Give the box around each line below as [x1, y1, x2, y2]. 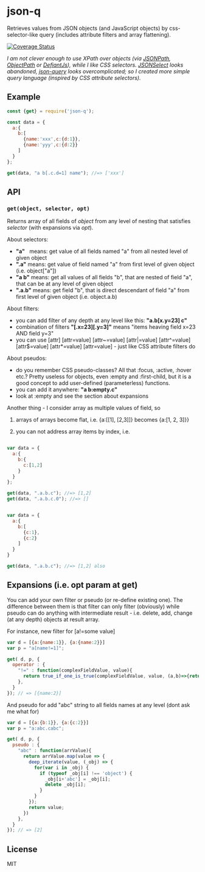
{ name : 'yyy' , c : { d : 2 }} [23, 142, 78, 148]
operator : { [12, 662, 46, 668]
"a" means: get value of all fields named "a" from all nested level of [15, 247, 188, 255]
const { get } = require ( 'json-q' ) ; [7, 108, 95, 114]
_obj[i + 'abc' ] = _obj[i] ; [45, 776, 111, 782]
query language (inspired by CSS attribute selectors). [7, 74, 141, 81]
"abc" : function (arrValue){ [18, 747, 92, 754]
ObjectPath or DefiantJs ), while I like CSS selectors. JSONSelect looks [7, 61, 184, 68]
